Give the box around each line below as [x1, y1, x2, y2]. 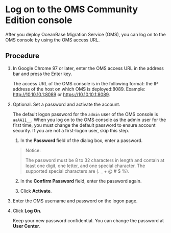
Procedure [5, 52, 40, 60]
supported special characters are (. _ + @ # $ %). [25, 168, 130, 174]
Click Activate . [20, 188, 52, 194]
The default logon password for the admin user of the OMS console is [12, 111, 158, 117]
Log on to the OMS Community [5, 4, 138, 15]
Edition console [5, 14, 72, 26]
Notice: [25, 147, 41, 153]
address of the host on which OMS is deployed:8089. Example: [12, 86, 145, 92]
